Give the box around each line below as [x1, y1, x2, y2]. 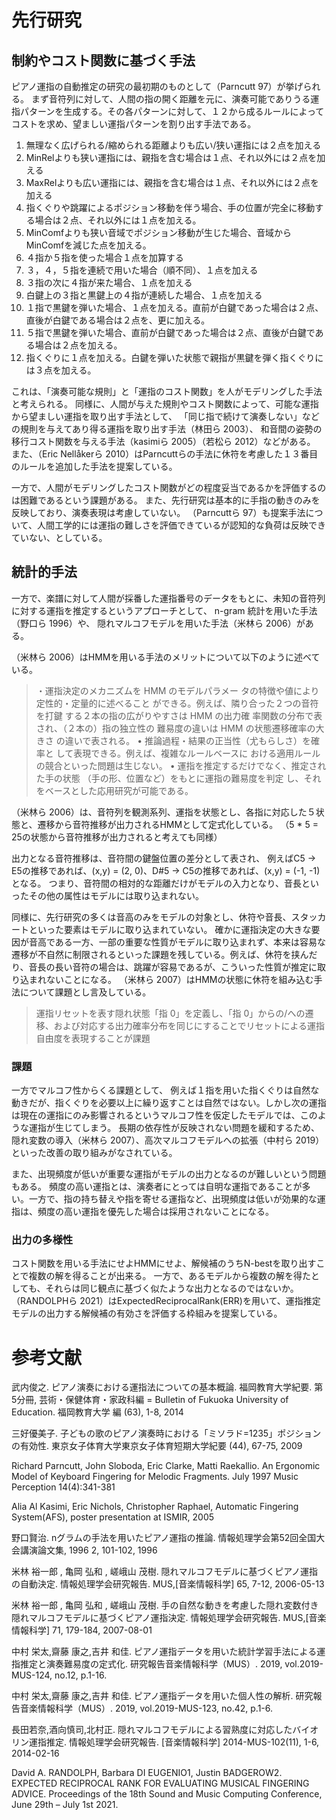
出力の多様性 [11, 1233, 74, 1247]
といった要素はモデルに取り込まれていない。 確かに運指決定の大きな [28, 923, 312, 935]
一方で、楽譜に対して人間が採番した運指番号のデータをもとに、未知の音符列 [11, 592, 326, 604]
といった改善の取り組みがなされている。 [11, 1147, 178, 1159]
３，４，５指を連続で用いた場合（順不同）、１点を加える [25, 264, 259, 276]
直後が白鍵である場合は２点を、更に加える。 [25, 314, 211, 326]
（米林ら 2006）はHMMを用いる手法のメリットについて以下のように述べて [11, 651, 321, 663]
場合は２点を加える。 [34, 339, 123, 351]
